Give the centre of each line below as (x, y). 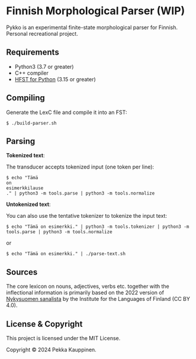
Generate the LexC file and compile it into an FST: (67, 112)
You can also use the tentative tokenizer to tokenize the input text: (87, 216)
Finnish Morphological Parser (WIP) (96, 11)
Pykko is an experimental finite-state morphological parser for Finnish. (92, 27)
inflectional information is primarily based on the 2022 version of (85, 293)
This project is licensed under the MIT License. (63, 338)
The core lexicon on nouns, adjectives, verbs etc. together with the (88, 287)
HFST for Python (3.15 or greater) (55, 79)
